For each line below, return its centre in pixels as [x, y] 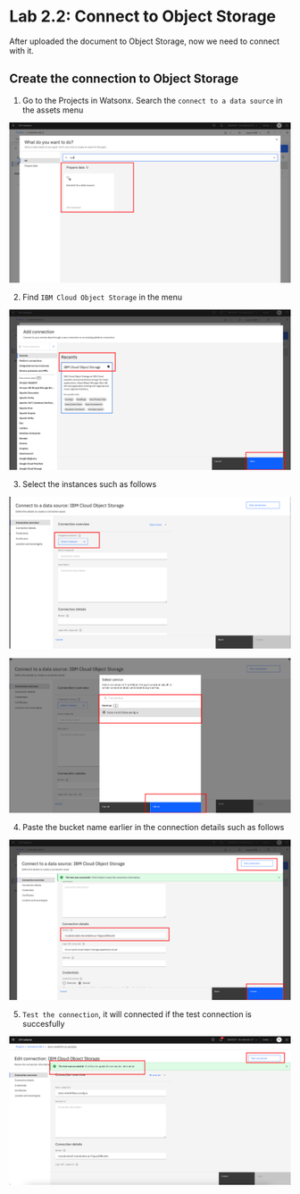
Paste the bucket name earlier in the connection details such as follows [153, 828]
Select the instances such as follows [89, 483]
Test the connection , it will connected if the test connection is [137, 1014]
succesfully [43, 1023]
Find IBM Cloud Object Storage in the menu [102, 297]
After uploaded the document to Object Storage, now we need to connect [144, 41]
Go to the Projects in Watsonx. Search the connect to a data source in [152, 100]
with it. [21, 50]
